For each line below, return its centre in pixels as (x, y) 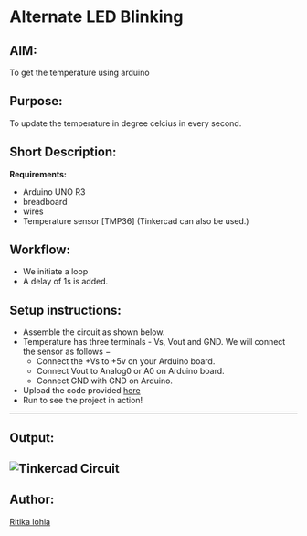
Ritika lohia (30, 521)
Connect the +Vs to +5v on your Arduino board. (126, 361)
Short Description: (63, 152)
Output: (32, 438)
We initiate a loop (55, 272)
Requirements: (38, 174)
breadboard (45, 201)
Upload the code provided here (81, 391)
